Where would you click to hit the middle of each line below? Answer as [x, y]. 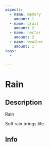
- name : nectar [25, 33]
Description [24, 102]
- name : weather [26, 42]
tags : [11, 51]
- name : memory [25, 14]
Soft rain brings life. [25, 124]
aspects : [14, 10]
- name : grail [24, 23]
